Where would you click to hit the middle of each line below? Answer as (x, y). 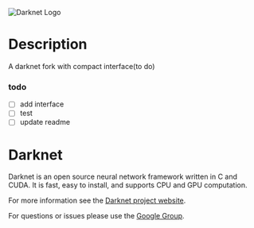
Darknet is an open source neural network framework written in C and (123, 177)
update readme (45, 122)
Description (48, 44)
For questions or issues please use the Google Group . (96, 216)
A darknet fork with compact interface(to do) (82, 66)
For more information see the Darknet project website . (97, 201)
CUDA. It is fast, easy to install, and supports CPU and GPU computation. (128, 185)
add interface (42, 104)
